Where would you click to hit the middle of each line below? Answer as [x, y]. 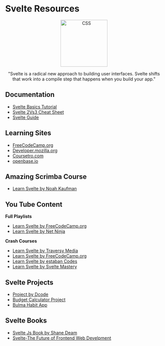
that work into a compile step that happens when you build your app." [84, 79]
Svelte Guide [25, 117]
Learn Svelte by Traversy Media [45, 251]
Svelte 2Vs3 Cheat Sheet [38, 112]
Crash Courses [21, 241]
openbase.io [25, 161]
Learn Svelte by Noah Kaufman [44, 189]
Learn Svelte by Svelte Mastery [45, 267]
